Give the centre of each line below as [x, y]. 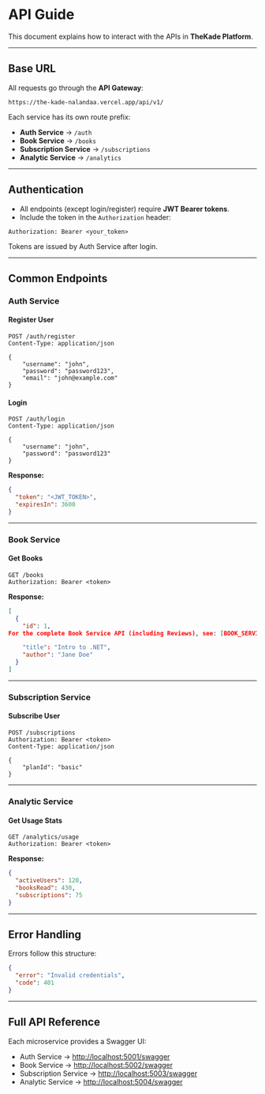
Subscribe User [34, 716]
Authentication [46, 190]
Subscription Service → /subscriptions [85, 149]
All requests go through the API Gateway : [76, 88]
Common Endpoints [58, 278]
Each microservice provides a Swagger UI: [77, 1041]
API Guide [41, 15]
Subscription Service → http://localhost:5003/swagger [108, 1073]
